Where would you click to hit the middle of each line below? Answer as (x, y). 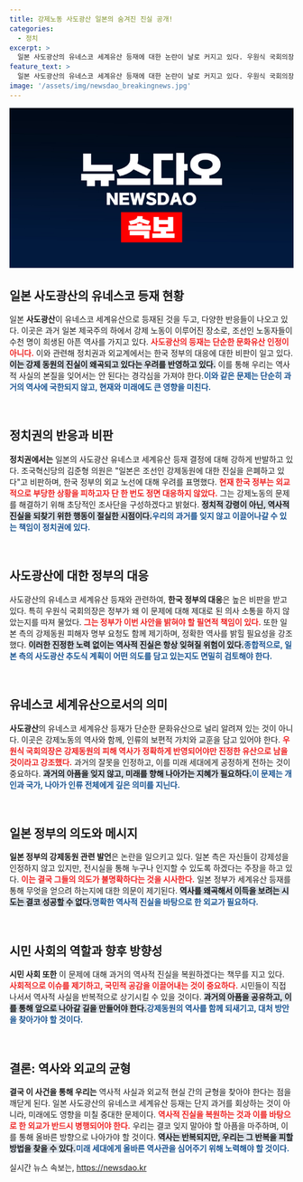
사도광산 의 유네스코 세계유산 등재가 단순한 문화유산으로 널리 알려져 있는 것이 (143, 728)
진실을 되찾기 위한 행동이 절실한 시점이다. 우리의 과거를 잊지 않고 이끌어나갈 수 (143, 515)
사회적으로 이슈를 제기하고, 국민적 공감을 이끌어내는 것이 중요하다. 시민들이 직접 (148, 986)
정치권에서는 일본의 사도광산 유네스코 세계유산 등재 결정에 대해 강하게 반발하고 (147, 459)
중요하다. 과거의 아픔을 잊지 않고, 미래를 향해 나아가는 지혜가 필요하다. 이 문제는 (146, 773)
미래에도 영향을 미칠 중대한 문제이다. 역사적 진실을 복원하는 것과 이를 (148, 1114)
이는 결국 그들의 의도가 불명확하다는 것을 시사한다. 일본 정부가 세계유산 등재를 (156, 879)
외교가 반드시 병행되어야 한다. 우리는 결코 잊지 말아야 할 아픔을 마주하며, (153, 1125)
